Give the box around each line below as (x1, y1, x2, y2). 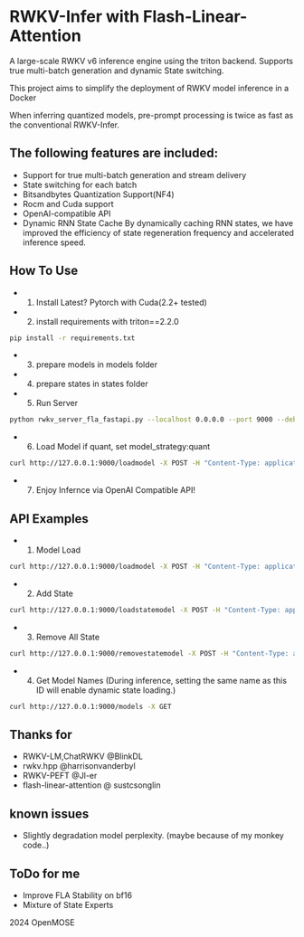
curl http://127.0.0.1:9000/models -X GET (9, 702, 172, 711)
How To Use (9, 263, 79, 279)
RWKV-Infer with (9, 6, 140, 27)
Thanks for (9, 726, 72, 743)
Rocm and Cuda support (22, 198, 114, 209)
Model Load (35, 544, 81, 555)
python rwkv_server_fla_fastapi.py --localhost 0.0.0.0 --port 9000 (9, 415, 273, 424)
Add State (35, 588, 74, 599)
